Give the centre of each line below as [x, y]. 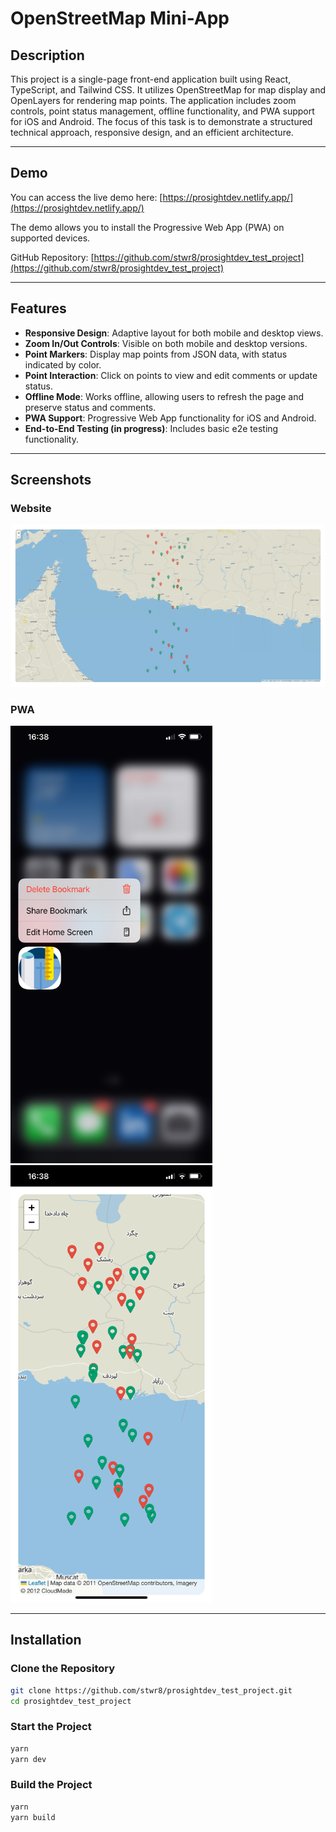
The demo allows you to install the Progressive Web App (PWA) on [147, 227]
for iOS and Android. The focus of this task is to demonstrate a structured [161, 121]
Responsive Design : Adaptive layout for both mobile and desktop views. [174, 333]
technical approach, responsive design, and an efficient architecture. [152, 132]
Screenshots [51, 480]
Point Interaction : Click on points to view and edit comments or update [171, 375]
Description [47, 55]
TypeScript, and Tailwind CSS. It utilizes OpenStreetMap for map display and [168, 90]
